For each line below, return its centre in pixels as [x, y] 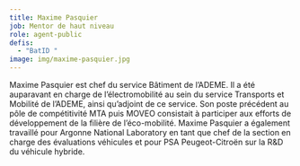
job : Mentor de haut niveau [62, 26]
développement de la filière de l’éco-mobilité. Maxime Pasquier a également [150, 123]
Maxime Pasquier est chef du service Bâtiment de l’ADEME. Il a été [132, 85]
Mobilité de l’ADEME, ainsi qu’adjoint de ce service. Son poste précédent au [149, 104]
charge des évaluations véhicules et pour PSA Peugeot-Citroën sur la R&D [146, 142]
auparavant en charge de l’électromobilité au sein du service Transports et [147, 94]
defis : [22, 43]
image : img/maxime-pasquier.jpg [70, 59]
